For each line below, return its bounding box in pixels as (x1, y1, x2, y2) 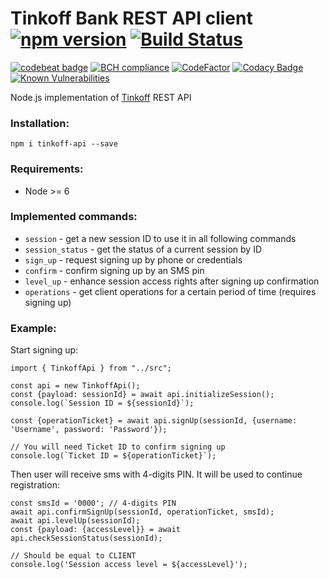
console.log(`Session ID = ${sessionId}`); (10, 398, 195, 409)
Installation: (10, 116, 70, 130)
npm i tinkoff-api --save (10, 139, 118, 149)
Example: (10, 321, 57, 335)
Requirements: (10, 162, 84, 176)
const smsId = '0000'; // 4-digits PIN (10, 498, 177, 509)
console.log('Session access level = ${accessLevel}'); (10, 560, 248, 570)
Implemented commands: (10, 210, 138, 224)
